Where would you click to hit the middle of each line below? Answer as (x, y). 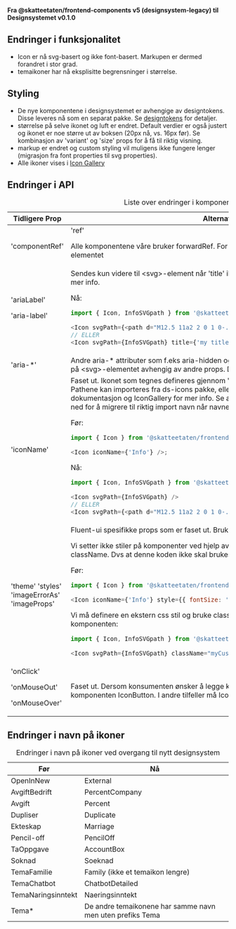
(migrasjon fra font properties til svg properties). (87, 155)
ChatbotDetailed (111, 883)
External (98, 781)
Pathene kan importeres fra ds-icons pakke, (144, 389)
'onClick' (25, 672)
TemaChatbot (33, 883)
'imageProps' (33, 604)
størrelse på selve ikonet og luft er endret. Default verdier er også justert (122, 125)
